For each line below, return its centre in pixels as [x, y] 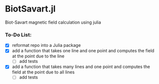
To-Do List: [18, 35]
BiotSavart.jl [30, 9]
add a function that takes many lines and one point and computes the [81, 67]
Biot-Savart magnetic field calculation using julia [53, 22]
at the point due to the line [38, 56]
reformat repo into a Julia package [46, 45]
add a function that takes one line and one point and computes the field [83, 51]
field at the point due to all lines [43, 72]
